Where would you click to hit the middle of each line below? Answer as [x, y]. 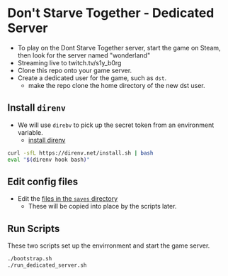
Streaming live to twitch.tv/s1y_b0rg [69, 62]
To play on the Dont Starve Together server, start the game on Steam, [119, 48]
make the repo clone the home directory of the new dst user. [116, 85]
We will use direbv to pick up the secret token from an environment [116, 125]
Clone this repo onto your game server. [75, 70]
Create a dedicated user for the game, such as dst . [92, 78]
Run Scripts [34, 228]
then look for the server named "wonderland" [84, 55]
